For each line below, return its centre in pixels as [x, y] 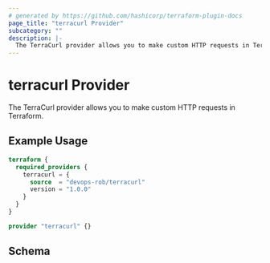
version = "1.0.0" [60, 189]
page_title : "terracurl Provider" [66, 23]
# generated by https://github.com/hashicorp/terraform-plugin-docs [125, 16]
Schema [29, 251]
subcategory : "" [35, 30]
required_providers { [52, 167]
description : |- [35, 38]
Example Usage [48, 141]
